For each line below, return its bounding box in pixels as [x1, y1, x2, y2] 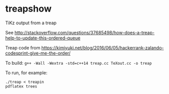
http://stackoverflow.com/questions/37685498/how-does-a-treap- [14, 29, 155, 35]
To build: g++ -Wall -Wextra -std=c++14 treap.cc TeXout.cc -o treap [5, 60, 152, 66]
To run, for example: [5, 69, 48, 76]
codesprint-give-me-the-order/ [5, 50, 71, 56]
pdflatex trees [5, 84, 38, 89]
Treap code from [5, 44, 41, 51]
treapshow [5, 3, 52, 15]
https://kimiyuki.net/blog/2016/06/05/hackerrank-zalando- [41, 44, 164, 51]
